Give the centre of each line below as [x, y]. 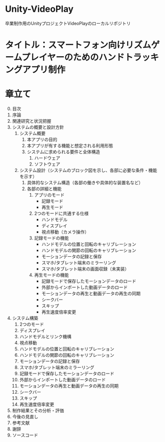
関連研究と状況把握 [32, 121]
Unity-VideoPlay [39, 9]
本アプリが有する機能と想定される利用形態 [70, 146]
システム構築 [25, 318]
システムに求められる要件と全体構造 [63, 152]
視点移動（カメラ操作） [65, 232]
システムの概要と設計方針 [38, 127]
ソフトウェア [47, 164]
